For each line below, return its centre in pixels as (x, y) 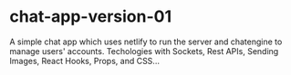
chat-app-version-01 (90, 17)
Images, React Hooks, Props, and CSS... (84, 61)
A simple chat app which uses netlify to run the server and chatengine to (146, 42)
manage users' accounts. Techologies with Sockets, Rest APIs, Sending (144, 51)
